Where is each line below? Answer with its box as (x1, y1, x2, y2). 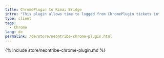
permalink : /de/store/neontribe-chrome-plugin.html (5, 34, 112, 39)
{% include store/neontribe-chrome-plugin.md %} (5, 47, 106, 53)
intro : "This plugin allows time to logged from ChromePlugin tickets (5, 12, 152, 16)
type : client (5, 16, 32, 21)
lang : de (5, 29, 23, 34)
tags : (5, 20, 16, 26)
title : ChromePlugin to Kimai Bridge (5, 7, 82, 12)
